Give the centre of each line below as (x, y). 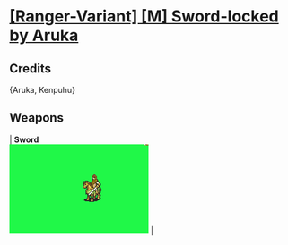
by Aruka (44, 35)
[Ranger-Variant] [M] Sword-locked (144, 17)
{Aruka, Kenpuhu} (43, 90)
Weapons (37, 118)
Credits (31, 68)
